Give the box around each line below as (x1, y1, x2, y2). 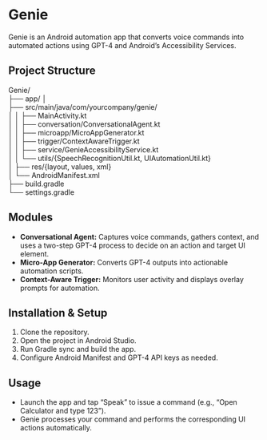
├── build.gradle (8, 179, 65, 188)
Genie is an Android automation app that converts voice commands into (8, 32, 245, 42)
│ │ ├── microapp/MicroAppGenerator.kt (8, 127, 145, 137)
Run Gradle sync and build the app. (19, 345, 137, 354)
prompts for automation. (19, 283, 100, 293)
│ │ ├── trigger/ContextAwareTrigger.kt (8, 136, 140, 146)
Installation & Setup (8, 306, 108, 320)
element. (19, 248, 50, 258)
